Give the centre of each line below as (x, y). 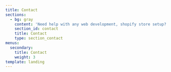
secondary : (22, 48)
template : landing (25, 62)
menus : (12, 43)
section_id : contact (36, 29)
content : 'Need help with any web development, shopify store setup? (91, 24)
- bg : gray (22, 19)
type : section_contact (39, 39)
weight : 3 (25, 57)
